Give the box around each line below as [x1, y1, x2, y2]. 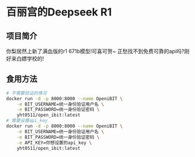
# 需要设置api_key [6, 118, 48, 124]
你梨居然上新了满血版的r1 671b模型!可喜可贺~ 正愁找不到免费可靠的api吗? [6, 48, 184, 55]
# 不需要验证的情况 [6, 90, 47, 96]
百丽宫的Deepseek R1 [6, 5, 112, 19]
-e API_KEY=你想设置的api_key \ [17, 140, 92, 146]
